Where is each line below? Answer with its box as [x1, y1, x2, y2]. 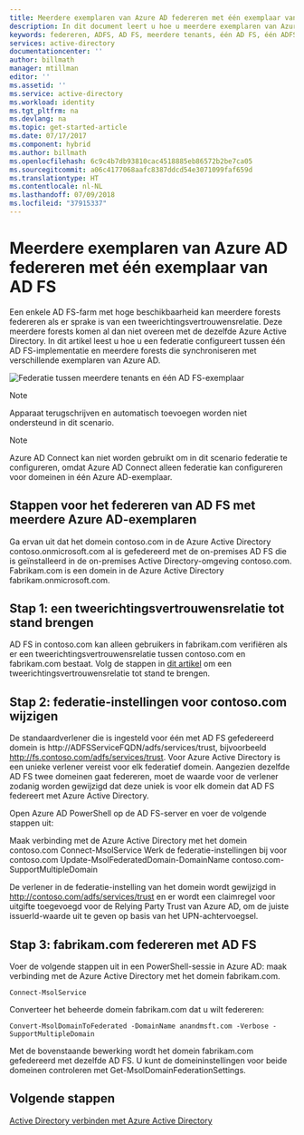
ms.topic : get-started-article [9, 123, 128, 132]
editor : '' [9, 73, 51, 82]
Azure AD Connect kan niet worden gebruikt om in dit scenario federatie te [9, 452, 288, 463]
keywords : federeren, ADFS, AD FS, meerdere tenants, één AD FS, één [9, 30, 278, 39]
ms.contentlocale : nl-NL [9, 182, 103, 191]
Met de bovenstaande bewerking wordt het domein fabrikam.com [9, 1045, 254, 1057]
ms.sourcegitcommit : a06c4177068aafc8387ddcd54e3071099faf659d [9, 165, 253, 174]
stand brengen [9, 615, 94, 631]
